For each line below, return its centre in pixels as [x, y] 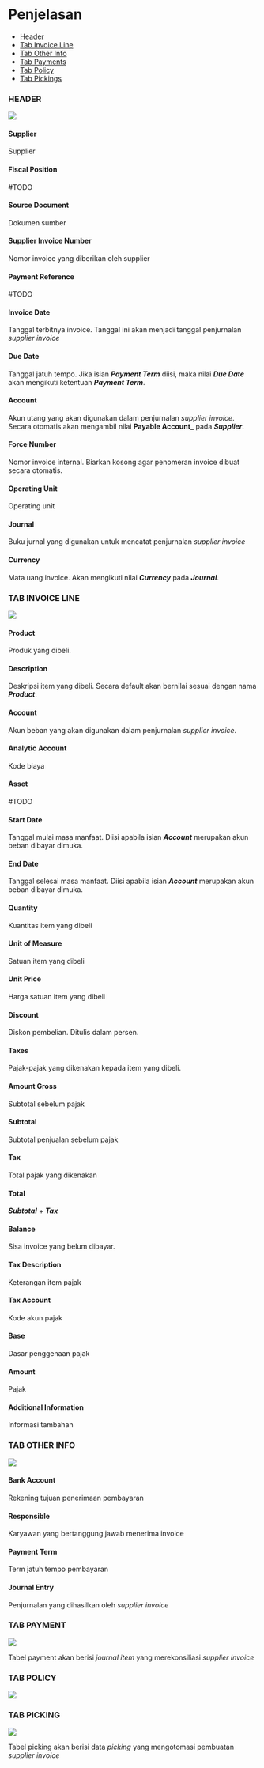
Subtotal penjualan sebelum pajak [63, 1139]
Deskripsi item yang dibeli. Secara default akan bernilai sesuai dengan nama [132, 686]
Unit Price [25, 979]
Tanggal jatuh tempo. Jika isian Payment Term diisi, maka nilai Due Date [126, 374]
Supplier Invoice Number [50, 241]
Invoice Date [29, 312]
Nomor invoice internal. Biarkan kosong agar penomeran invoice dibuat [124, 462]
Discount [24, 1014]
